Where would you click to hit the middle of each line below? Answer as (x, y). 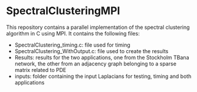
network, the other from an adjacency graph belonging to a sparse (96, 64)
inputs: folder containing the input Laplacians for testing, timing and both (103, 76)
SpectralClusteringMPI (63, 11)
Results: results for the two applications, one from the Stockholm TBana (102, 57)
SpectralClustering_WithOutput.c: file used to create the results (91, 51)
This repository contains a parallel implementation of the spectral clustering (98, 27)
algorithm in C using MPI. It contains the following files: (73, 33)
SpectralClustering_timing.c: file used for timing (73, 45)
